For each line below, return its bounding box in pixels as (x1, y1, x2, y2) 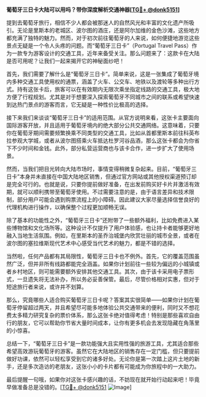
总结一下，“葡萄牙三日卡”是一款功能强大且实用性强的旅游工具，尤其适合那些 (6, 340, 199, 347)
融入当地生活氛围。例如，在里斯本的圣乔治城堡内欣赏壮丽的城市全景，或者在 (6, 232, 200, 239)
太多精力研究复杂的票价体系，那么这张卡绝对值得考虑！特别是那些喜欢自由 (11, 312, 200, 319)
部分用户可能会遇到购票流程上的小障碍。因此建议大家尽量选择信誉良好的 (17, 196, 200, 203)
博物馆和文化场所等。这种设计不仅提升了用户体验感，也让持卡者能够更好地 (11, 224, 200, 232)
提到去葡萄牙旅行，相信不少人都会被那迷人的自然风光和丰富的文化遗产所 (6, 19, 189, 26)
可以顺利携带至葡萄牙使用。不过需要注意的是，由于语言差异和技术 (22, 188, 189, 195)
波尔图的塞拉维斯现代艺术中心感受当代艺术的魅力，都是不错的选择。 (6, 240, 178, 247)
